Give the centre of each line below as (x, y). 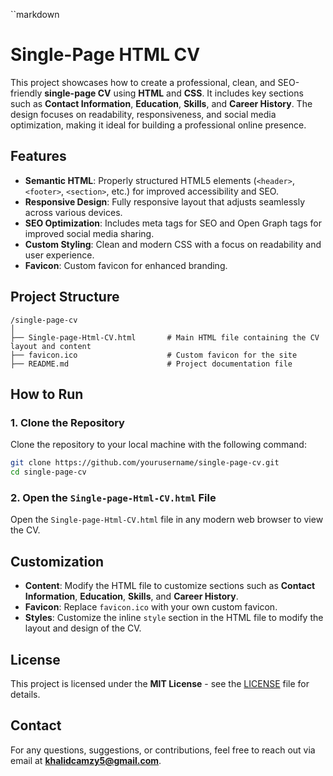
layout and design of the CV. (83, 628)
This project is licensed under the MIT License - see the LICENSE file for (160, 683)
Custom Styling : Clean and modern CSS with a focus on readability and (173, 244)
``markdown (35, 14)
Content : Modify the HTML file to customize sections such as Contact (170, 586)
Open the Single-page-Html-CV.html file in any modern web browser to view (167, 520)
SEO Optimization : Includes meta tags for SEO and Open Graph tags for (173, 223)
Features (38, 156)
